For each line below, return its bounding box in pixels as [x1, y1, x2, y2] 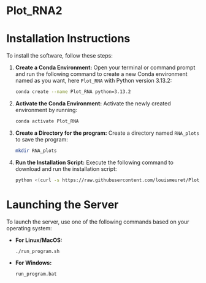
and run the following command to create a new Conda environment [15, 70, 188, 78]
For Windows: [15, 259, 52, 266]
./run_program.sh [15, 248, 60, 254]
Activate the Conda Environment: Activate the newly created [15, 100, 172, 107]
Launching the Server [6, 197, 119, 211]
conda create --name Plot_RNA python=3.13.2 [15, 89, 131, 95]
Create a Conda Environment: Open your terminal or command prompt [15, 64, 196, 71]
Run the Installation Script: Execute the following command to [15, 159, 174, 166]
